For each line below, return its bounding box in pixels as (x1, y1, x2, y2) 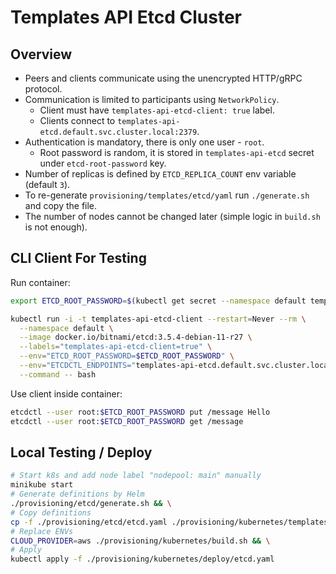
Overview (10, 46, 73, 63)
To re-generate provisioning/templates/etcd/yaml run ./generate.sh (24, 189, 310, 201)
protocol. (24, 83, 63, 95)
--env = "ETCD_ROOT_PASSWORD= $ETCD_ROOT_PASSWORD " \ (19, 351, 235, 361)
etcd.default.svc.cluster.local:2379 (39, 127, 198, 137)
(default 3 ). (24, 179, 71, 190)
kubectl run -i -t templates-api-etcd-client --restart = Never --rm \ (10, 314, 307, 324)
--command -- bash (19, 369, 97, 380)
